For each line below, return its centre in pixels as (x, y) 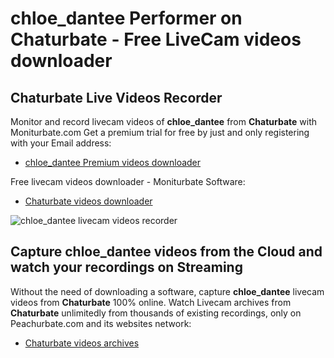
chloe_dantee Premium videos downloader (113, 162)
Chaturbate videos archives (82, 343)
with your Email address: (61, 143)
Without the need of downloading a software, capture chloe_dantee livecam (167, 291)
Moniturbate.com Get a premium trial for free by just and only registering (160, 132)
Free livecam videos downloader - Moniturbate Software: (128, 181)
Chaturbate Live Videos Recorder (116, 97)
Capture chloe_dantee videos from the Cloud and (166, 252)
